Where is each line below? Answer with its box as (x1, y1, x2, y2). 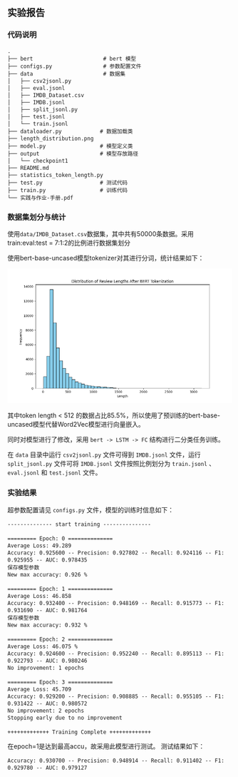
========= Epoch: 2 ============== (7, 636, 113, 643)
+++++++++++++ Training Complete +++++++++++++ (7, 728, 152, 736)
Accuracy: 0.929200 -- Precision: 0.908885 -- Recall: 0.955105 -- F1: (7, 693, 224, 700)
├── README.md (7, 164, 50, 171)
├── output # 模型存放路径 (7, 150, 139, 157)
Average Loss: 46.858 (7, 592, 72, 599)
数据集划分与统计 (7, 212, 66, 222)
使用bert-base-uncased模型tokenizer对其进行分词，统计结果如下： (7, 253, 205, 262)
